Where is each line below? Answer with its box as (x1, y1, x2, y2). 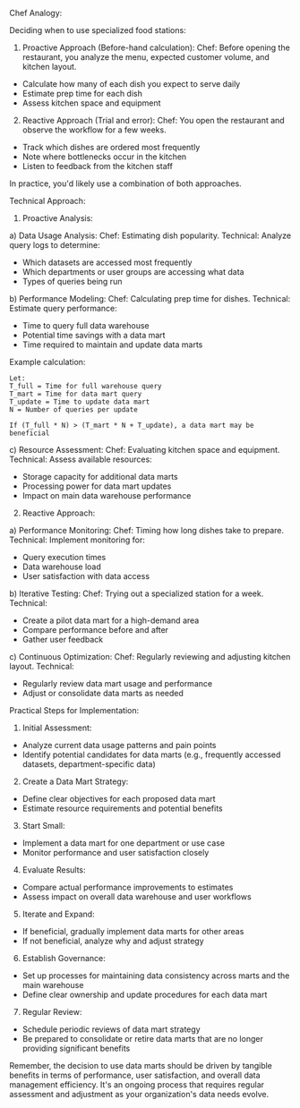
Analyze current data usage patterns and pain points (21, 740, 217, 750)
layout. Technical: (9, 661, 74, 671)
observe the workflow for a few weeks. (21, 124, 167, 135)
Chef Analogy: (9, 8, 63, 18)
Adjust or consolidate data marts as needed (21, 688, 184, 698)
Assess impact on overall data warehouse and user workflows (21, 891, 253, 902)
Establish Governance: (21, 953, 106, 963)
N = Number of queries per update (9, 405, 139, 414)
